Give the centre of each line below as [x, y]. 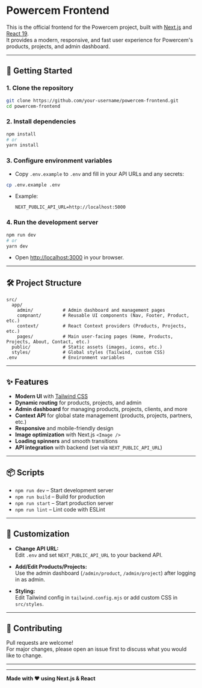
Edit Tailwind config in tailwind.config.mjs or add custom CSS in [96, 597]
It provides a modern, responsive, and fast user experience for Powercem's [100, 40]
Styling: [25, 591]
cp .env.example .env [33, 185]
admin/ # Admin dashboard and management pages [91, 311]
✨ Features [27, 382]
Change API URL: [37, 548]
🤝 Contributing [34, 629]
